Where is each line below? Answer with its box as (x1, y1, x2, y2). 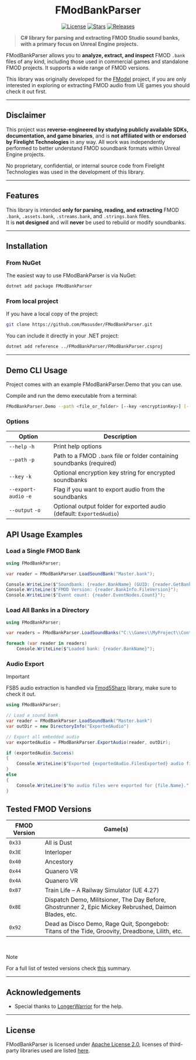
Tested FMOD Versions (6, 804, 92, 814)
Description (103, 432, 137, 440)
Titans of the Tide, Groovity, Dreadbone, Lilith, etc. (44, 927, 183, 935)
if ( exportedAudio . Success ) (6, 750, 75, 756)
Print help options (53, 442, 102, 450)
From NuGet (6, 259, 41, 267)
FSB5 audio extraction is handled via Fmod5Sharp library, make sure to (6, 684, 177, 691)
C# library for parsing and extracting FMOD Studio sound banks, (20, 34, 180, 41)
